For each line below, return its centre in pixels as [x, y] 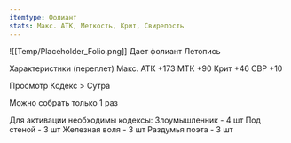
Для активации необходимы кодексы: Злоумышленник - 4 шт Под [135, 120]
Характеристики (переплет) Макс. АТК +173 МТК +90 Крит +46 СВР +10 [146, 68]
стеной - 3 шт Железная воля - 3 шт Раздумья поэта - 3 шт [121, 129]
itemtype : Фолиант [43, 17]
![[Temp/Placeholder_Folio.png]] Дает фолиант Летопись [115, 51]
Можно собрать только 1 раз [63, 102]
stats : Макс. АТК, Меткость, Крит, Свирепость [97, 26]
